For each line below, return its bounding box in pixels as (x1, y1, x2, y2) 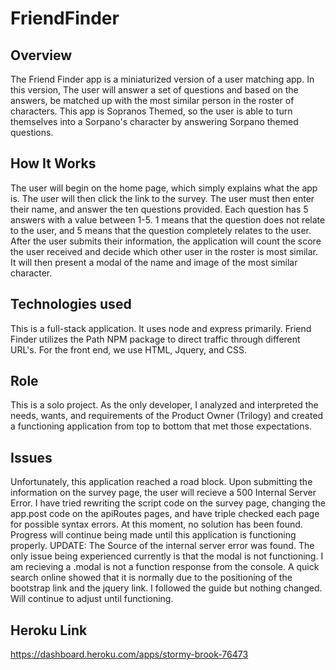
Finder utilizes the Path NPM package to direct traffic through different (10, 333, 301, 345)
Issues (10, 449, 53, 466)
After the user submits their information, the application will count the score (10, 235, 322, 247)
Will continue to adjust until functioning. (10, 593, 174, 605)
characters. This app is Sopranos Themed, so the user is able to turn (10, 105, 293, 117)
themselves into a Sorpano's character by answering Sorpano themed (10, 116, 299, 127)
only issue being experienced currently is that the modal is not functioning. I (10, 550, 324, 562)
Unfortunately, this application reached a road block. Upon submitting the (10, 476, 313, 488)
